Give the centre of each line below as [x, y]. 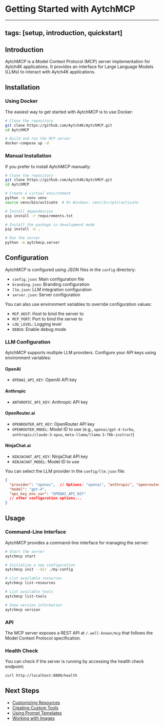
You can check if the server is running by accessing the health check [74, 661]
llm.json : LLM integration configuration [52, 289]
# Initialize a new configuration [40, 565]
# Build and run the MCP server [38, 139]
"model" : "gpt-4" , [28, 489]
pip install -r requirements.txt [39, 216]
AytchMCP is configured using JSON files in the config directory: [71, 270]
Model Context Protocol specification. [43, 638]
